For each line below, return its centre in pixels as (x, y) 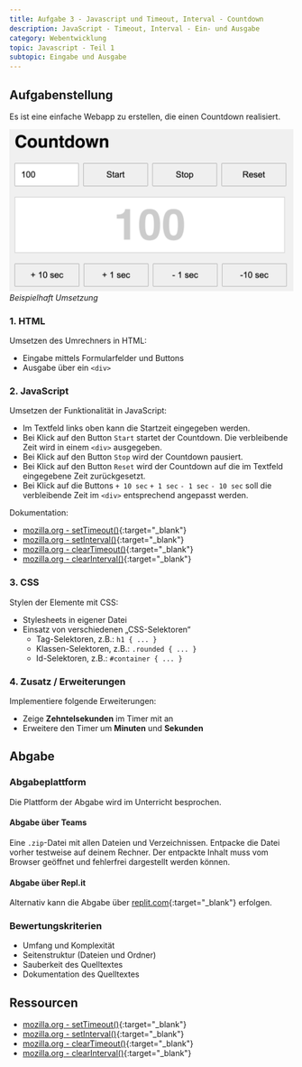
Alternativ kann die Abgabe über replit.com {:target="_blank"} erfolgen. (141, 903)
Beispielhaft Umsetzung (54, 297)
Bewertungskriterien (55, 926)
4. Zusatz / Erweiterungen (68, 682)
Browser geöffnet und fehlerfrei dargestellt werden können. (120, 861)
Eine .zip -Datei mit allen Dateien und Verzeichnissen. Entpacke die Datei (145, 842)
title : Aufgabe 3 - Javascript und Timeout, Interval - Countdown (137, 19)
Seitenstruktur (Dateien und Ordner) (89, 955)
